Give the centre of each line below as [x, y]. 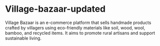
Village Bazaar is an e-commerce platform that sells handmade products [78, 23]
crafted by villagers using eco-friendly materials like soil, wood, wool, [75, 27]
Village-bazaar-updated [55, 9]
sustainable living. [23, 38]
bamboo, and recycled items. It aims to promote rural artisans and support [80, 33]
